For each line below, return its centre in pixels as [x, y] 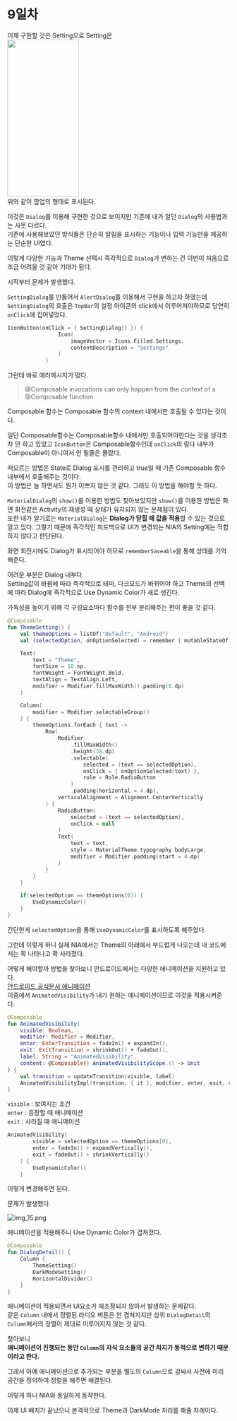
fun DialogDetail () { [39, 1252]
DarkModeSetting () [60, 1272]
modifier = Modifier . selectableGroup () [91, 712]
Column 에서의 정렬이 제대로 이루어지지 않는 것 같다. [77, 1324]
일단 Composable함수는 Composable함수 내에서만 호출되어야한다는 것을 [108, 435]
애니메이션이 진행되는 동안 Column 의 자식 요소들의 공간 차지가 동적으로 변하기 [112, 1348]
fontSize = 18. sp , [60, 666]
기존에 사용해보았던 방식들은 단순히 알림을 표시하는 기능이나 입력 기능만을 [108, 234]
